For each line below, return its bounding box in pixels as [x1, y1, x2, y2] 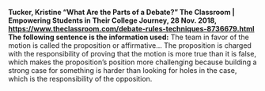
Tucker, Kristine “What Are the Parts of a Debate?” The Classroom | [8, 8, 235, 16]
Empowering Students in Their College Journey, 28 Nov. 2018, [8, 16, 218, 25]
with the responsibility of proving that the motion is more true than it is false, [8, 49, 257, 58]
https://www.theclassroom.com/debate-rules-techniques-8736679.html [8, 24, 255, 33]
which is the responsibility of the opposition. [8, 75, 153, 83]
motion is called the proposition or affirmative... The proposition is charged [8, 41, 252, 50]
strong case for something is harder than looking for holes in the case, [8, 66, 237, 75]
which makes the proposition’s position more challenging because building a [8, 57, 257, 67]
